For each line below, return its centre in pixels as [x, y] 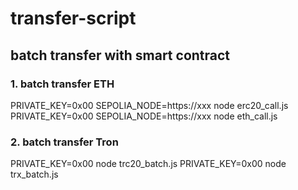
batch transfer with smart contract [120, 55]
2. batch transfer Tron [64, 142]
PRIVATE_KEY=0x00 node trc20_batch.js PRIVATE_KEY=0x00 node [148, 164]
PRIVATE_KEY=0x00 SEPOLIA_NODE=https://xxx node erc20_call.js [149, 105]
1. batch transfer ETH [62, 84]
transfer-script [73, 18]
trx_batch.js [34, 174]
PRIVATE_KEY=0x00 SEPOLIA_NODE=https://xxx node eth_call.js [144, 116]
